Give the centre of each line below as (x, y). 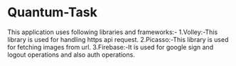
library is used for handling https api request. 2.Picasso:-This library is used (118, 39)
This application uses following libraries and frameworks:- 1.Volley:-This (113, 32)
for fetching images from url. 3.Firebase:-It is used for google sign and (111, 47)
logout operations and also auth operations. (71, 55)
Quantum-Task (52, 12)
